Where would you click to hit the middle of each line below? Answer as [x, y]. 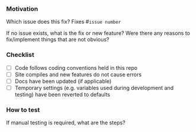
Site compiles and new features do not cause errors [78, 74]
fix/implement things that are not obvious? [58, 40]
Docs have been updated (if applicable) [63, 81]
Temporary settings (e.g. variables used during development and [94, 88]
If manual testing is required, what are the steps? [66, 123]
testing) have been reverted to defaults [62, 94]
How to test [23, 110]
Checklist [20, 55]
